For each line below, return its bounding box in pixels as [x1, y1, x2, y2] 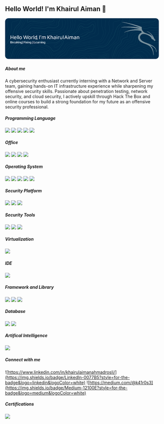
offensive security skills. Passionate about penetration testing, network [5, 89, 148, 94]
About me [5, 66, 26, 71]
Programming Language [5, 115, 56, 121]
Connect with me [5, 357, 41, 363]
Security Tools [5, 212, 36, 218]
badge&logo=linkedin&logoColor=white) [5, 379, 86, 385]
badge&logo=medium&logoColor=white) [5, 390, 86, 396]
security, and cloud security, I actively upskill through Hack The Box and [5, 94, 150, 99]
